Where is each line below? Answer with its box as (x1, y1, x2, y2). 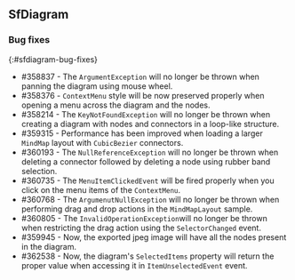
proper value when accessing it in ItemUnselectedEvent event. (20, 260, 248, 270)
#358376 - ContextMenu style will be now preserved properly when (20, 90, 265, 100)
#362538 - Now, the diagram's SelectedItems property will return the (20, 251, 275, 261)
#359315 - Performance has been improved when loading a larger (20, 128, 263, 139)
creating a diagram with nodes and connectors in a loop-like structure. (20, 118, 280, 129)
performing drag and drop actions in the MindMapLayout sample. (20, 204, 253, 214)
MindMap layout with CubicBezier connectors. (20, 137, 184, 148)
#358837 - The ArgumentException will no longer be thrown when (20, 71, 259, 82)
